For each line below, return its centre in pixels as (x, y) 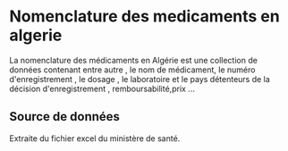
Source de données (65, 117)
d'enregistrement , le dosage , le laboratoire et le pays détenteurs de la (140, 79)
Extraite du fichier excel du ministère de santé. (95, 138)
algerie (36, 35)
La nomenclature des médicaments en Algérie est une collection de (133, 60)
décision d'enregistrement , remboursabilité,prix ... (102, 88)
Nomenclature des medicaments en (144, 17)
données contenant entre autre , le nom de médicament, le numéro (132, 70)
